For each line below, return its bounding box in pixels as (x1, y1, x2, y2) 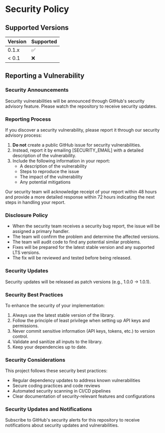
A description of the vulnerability (19, 163, 87, 169)
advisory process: (5, 132, 42, 138)
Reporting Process (5, 116, 51, 123)
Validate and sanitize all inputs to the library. (12, 338, 103, 345)
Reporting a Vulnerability (5, 71, 84, 80)
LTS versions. (12, 249, 41, 255)
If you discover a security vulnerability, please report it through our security (5, 127, 160, 133)
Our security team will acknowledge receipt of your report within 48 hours (5, 189, 157, 195)
